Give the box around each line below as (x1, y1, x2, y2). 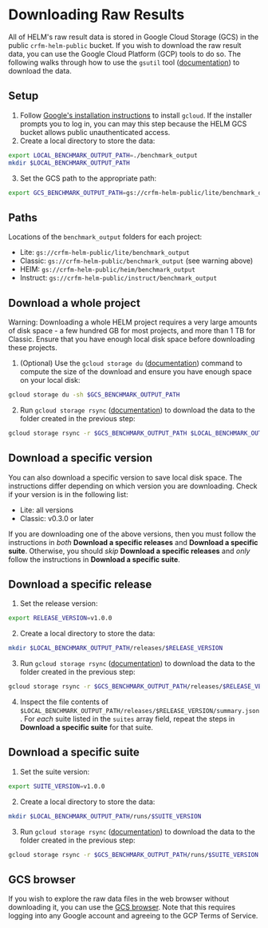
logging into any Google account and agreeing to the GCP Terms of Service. (8, 911, 258, 921)
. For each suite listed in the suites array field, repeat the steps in (19, 714, 235, 723)
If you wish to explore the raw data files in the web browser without (8, 894, 230, 904)
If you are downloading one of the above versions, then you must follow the (8, 529, 257, 539)
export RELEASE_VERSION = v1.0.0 (8, 614, 112, 623)
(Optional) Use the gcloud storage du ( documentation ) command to (19, 358, 243, 368)
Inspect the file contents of (19, 697, 109, 707)
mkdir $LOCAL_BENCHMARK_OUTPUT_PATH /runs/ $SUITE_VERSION (8, 812, 202, 820)
